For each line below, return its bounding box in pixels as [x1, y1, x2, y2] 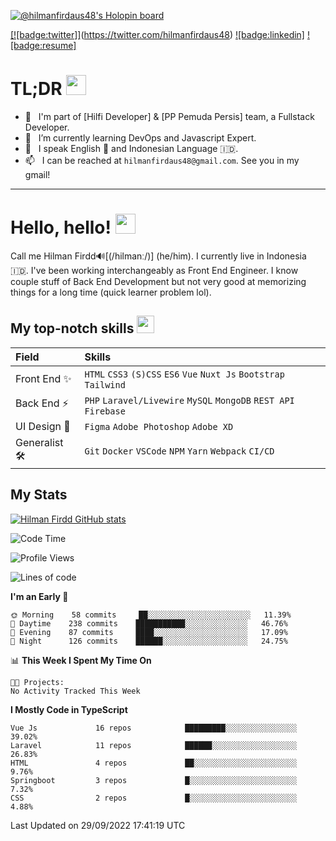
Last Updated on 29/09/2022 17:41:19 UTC [10, 819, 186, 831]
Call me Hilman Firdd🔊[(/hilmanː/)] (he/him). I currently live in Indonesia [10, 250, 307, 262]
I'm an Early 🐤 [10, 590, 69, 602]
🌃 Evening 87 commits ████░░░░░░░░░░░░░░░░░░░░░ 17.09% [10, 627, 288, 637]
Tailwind [84, 379, 126, 390]
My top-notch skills [10, 320, 135, 337]
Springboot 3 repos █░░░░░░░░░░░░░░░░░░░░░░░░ [10, 775, 298, 785]
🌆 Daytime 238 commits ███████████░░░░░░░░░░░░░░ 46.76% [10, 618, 288, 629]
